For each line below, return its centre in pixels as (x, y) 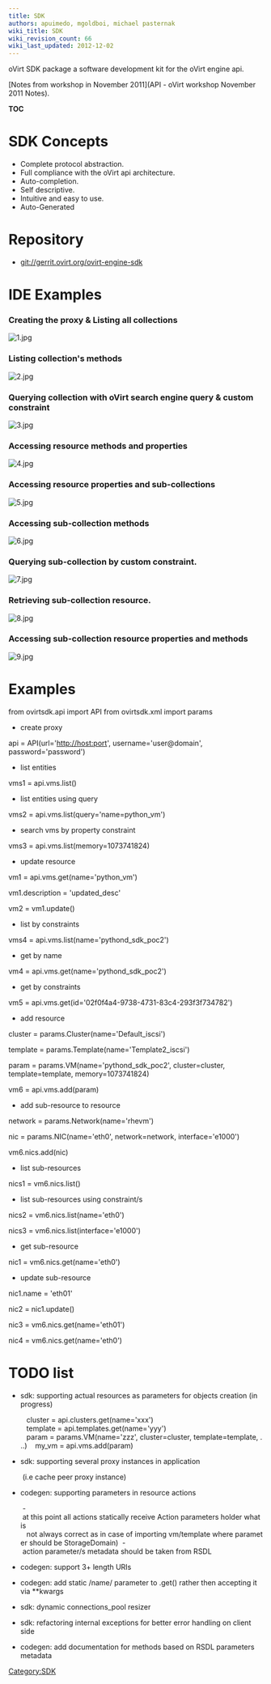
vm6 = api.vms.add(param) (54, 1089)
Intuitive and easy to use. (62, 198)
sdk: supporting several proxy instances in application (110, 1461)
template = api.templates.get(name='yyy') (96, 1428)
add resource (42, 1018)
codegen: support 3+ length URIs (76, 1567)
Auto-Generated (47, 207)
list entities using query (59, 799)
